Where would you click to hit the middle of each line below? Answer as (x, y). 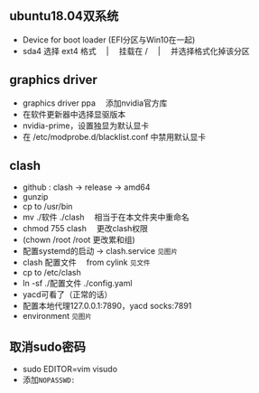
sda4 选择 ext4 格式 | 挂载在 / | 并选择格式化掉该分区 (136, 51)
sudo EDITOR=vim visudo (70, 370)
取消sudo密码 (47, 346)
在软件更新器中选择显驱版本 (74, 114)
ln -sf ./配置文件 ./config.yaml (77, 284)
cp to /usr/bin (47, 207)
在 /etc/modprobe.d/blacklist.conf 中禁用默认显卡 (114, 136)
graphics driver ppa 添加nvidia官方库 (95, 103)
